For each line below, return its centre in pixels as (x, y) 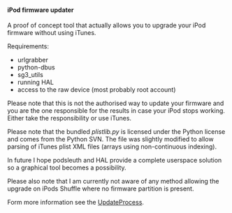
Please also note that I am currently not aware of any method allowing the (113, 181)
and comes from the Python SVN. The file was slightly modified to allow (111, 139)
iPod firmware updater (41, 10)
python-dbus (36, 67)
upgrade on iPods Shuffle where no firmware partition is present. (101, 188)
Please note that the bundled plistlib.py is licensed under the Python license (116, 132)
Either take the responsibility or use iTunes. (69, 118)
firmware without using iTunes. (52, 33)
